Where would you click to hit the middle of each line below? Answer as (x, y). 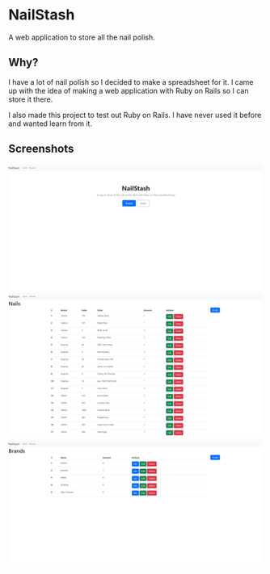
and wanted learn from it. (51, 124)
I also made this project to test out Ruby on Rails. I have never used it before (135, 115)
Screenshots (41, 149)
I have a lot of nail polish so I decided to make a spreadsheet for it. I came (131, 82)
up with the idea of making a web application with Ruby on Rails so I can (129, 90)
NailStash (42, 15)
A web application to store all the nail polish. (82, 37)
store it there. (31, 99)
